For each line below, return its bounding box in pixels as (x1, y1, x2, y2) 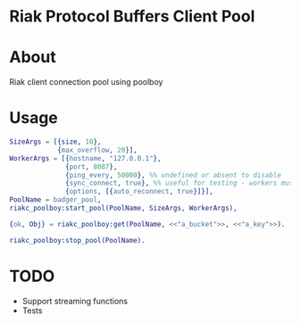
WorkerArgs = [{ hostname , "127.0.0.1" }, (9, 153, 162, 162)
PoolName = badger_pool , (9, 195, 102, 204)
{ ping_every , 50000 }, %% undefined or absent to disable (65, 170, 281, 179)
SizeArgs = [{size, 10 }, (9, 137, 102, 146)
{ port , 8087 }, (65, 162, 118, 171)
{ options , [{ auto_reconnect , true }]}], (65, 187, 214, 196)
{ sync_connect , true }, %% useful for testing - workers (65, 178, 278, 188)
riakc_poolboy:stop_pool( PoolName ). (9, 236, 146, 244)
